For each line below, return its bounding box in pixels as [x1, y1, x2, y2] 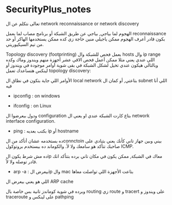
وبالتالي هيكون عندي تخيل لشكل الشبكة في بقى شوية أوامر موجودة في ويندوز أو [6, 62, 158, 68]
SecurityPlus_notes [6, 4, 91, 15]
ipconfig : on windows [13, 93, 60, 99]
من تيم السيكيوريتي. [6, 41, 44, 47]
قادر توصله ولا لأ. [6, 158, 37, 165]
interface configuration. [6, 118, 56, 124]
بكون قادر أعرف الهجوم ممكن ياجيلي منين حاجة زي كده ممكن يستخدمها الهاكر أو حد [6, 36, 165, 42]
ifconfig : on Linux [13, 102, 52, 108]
